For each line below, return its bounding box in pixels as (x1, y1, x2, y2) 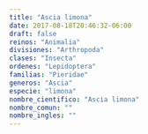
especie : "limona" (9, 86, 77, 95)
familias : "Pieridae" (9, 71, 89, 79)
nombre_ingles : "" (9, 111, 77, 120)
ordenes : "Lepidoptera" (9, 63, 97, 71)
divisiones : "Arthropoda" (9, 46, 104, 55)
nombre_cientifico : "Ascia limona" (9, 94, 140, 104)
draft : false (9, 29, 57, 38)
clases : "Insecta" (9, 54, 77, 63)
